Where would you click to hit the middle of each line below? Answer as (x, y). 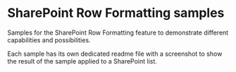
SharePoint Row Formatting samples (116, 13)
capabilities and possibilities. (49, 40)
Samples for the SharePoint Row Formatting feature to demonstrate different (118, 32)
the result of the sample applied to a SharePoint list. (82, 61)
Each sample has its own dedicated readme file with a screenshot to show (115, 54)
